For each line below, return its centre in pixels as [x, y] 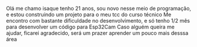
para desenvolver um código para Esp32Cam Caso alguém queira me [90, 27]
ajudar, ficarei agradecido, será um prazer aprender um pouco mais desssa [97, 33]
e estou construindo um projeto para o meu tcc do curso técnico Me [89, 15]
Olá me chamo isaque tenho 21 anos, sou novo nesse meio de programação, [98, 8]
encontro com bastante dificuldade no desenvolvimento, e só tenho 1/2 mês [98, 21]
